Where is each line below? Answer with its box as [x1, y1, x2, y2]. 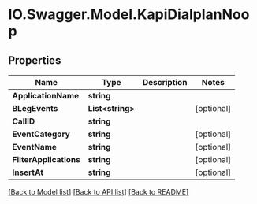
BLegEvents [12, 103, 58, 113]
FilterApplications [12, 154, 80, 165]
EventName [12, 142, 58, 152]
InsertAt [12, 167, 43, 178]
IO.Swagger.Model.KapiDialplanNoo [8, 6, 250, 24]
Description [142, 77, 188, 87]
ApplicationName [12, 91, 80, 101]
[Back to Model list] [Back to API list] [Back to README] [8, 187, 189, 196]
